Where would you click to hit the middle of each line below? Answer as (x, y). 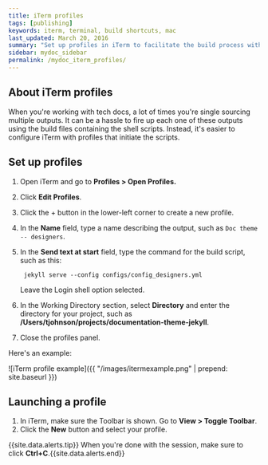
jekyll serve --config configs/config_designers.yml (113, 275)
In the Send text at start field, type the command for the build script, (132, 251)
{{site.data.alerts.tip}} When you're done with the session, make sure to (126, 445)
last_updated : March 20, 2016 (59, 38)
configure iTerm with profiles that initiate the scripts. (94, 137)
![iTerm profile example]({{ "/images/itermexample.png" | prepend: (118, 368)
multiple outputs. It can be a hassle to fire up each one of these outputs (126, 120)
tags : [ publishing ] (41, 23)
